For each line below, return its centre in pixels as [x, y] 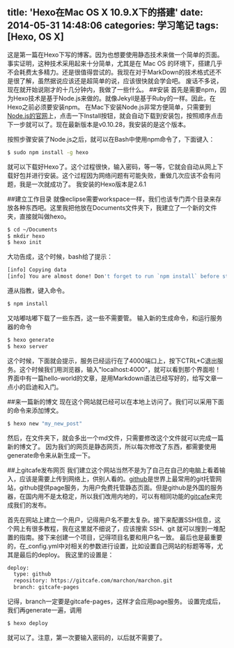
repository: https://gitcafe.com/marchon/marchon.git [93, 581]
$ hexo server [28, 346]
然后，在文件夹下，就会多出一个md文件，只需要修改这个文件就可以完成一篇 [116, 437]
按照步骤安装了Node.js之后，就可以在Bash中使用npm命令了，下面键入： [111, 139]
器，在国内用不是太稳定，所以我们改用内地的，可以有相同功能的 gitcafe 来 [112, 496]
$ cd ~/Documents [32, 229]
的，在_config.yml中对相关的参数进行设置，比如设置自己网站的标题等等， [112, 545]
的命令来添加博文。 [35, 410]
